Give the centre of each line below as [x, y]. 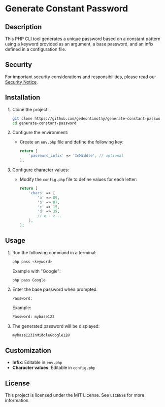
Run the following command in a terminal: [54, 252]
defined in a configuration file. [36, 49]
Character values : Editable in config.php [54, 368]
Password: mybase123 [33, 317]
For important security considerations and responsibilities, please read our [81, 77]
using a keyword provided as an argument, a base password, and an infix [79, 44]
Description [23, 27]
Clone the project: [31, 109]
